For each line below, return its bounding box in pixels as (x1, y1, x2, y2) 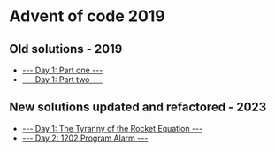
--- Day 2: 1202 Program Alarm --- (21, 133, 149, 143)
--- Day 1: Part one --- (21, 65, 103, 75)
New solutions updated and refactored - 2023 (9, 100, 267, 115)
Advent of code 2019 (9, 6, 165, 27)
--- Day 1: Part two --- (21, 74, 103, 85)
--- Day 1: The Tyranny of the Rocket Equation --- (21, 123, 203, 133)
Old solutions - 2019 (9, 42, 123, 57)
